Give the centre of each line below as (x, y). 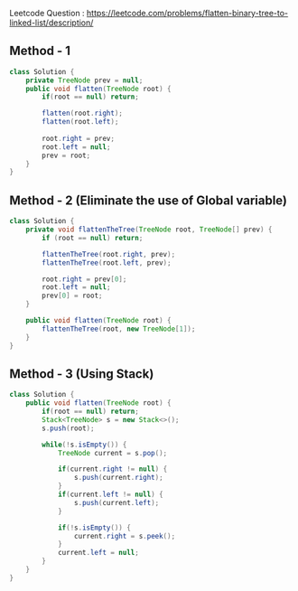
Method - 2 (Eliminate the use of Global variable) (148, 200)
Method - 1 (40, 51)
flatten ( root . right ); (83, 113)
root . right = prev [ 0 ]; (84, 279)
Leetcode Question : (47, 13)
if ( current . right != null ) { (112, 469)
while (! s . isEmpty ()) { (84, 445)
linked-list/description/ (51, 23)
